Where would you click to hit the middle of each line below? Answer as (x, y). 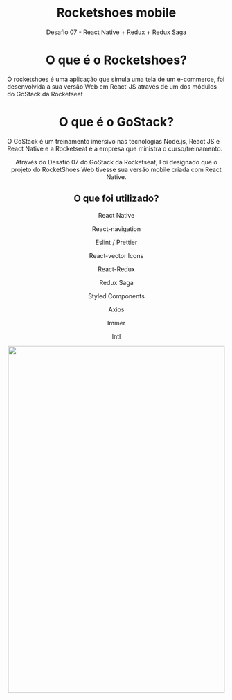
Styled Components (116, 296)
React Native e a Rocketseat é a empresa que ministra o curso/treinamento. (115, 148)
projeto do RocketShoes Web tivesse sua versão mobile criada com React (116, 169)
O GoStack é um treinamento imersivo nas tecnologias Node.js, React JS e (114, 141)
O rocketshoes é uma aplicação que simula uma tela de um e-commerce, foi (116, 79)
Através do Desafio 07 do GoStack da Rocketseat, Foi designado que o (116, 162)
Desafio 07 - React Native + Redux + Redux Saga (116, 32)
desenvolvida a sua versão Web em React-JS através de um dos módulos (112, 86)
